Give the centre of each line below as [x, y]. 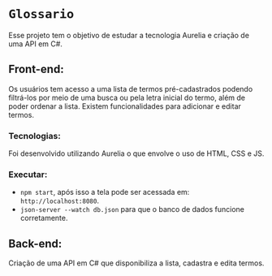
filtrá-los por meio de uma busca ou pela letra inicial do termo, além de [127, 97]
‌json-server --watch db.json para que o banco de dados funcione [132, 209]
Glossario [41, 14]
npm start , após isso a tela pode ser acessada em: [105, 192]
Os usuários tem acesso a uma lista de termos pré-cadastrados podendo [131, 88]
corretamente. [44, 218]
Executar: [28, 175]
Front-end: [36, 69]
